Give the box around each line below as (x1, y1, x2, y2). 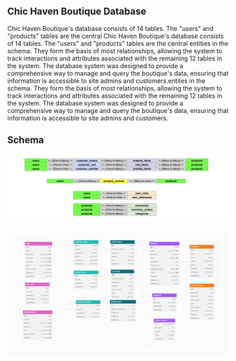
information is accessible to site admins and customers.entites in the (7, 77, 206, 85)
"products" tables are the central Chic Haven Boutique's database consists (7, 32, 224, 40)
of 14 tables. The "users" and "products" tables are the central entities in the (7, 39, 229, 48)
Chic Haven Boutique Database (7, 6, 147, 18)
